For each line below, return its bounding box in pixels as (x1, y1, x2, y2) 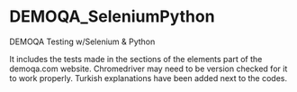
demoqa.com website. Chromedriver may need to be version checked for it (9, 63, 288, 74)
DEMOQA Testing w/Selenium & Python (9, 36, 156, 47)
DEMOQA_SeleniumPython (9, 6, 215, 27)
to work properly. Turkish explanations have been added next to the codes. (9, 72, 288, 83)
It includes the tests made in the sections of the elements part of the (9, 53, 263, 64)
